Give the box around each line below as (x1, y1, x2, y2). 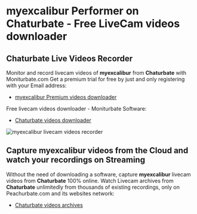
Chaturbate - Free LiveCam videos (6, 17, 180, 30)
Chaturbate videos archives (14, 201, 84, 209)
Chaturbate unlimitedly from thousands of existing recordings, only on (6, 184, 180, 191)
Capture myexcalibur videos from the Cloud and (6, 145, 189, 156)
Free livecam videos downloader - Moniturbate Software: (6, 105, 147, 112)
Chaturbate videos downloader (14, 117, 91, 124)
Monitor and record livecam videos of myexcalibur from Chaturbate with (6, 69, 187, 76)
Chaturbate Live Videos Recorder (6, 53, 133, 63)
